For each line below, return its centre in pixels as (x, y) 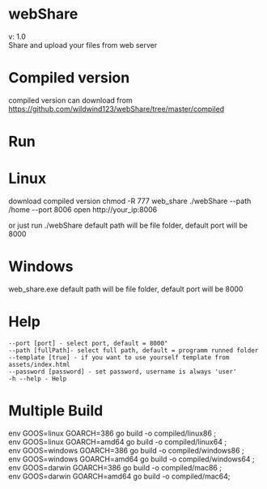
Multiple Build (56, 411)
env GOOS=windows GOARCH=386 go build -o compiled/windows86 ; (126, 450)
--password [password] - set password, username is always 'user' (123, 372)
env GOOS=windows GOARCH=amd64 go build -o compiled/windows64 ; (131, 459)
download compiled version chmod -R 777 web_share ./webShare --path (130, 201)
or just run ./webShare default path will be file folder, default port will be (128, 225)
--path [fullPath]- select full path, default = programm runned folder (133, 350)
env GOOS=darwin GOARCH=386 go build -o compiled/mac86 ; (115, 467)
